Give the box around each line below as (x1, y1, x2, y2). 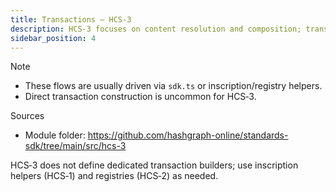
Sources (10, 110, 45, 122)
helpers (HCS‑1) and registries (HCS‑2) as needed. (10, 170, 219, 182)
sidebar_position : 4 (10, 33, 97, 43)
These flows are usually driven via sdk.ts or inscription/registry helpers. (24, 80, 323, 92)
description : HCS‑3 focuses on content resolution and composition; (10, 24, 302, 34)
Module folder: (24, 129, 86, 141)
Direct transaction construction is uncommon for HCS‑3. (24, 91, 257, 103)
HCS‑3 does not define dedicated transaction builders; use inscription (10, 159, 299, 171)
